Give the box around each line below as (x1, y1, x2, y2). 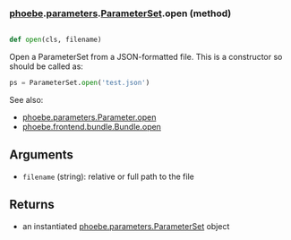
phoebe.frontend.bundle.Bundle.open (21, 122, 161, 133)
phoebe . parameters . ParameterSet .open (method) (9, 7, 232, 20)
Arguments (9, 147, 74, 163)
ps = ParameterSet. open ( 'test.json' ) (9, 79, 150, 88)
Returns (9, 197, 56, 212)
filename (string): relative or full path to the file (21, 171, 194, 182)
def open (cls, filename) (9, 35, 102, 45)
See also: (9, 95, 44, 106)
